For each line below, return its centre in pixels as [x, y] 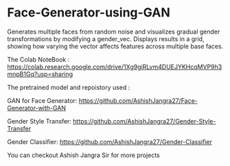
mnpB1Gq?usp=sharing [40, 74]
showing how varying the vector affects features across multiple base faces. [115, 46]
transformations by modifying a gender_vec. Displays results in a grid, [106, 38]
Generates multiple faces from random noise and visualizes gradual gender [114, 32]
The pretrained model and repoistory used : [69, 87]
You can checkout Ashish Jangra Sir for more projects [83, 155]
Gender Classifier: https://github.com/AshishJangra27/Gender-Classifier [110, 141]
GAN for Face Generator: [42, 100]
